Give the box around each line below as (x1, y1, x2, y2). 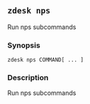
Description (7, 73, 49, 83)
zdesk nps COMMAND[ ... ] (7, 57, 84, 64)
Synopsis (7, 40, 40, 50)
